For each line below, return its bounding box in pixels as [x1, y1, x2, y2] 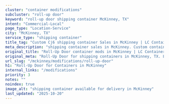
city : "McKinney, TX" [5, 30, 51, 35]
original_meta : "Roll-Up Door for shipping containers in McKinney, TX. [5, 53, 161, 59]
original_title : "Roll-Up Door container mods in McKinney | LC [5, 49, 143, 54]
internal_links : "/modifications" [5, 68, 78, 73]
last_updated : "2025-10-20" [5, 91, 64, 96]
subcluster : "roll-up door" [5, 12, 64, 17]
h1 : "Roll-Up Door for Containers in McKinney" [5, 63, 107, 68]
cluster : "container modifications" [5, 7, 82, 12]
